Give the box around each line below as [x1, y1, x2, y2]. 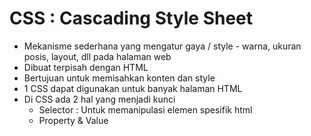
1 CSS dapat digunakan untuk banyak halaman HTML [23, 82, 243, 94]
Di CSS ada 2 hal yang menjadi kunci [23, 93, 176, 105]
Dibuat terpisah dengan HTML [23, 61, 149, 73]
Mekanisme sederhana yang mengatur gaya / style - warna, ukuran [23, 40, 302, 52]
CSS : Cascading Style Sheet [9, 7, 254, 30]
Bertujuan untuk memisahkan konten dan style [23, 72, 216, 84]
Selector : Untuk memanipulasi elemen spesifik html [38, 103, 253, 116]
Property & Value [38, 114, 109, 126]
